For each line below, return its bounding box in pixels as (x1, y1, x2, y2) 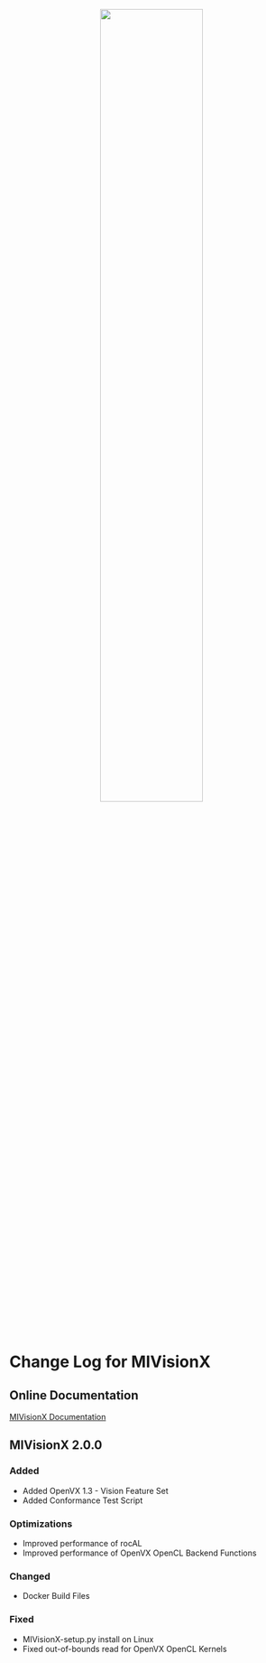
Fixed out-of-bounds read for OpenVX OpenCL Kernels (22, 1643, 227, 1654)
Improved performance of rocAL (22, 1537, 142, 1548)
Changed (9, 1570, 51, 1583)
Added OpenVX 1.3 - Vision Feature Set (22, 1485, 169, 1496)
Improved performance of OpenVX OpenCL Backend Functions (22, 1547, 257, 1558)
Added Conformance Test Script (22, 1495, 143, 1506)
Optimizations (9, 1518, 73, 1530)
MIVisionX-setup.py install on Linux (22, 1633, 154, 1644)
